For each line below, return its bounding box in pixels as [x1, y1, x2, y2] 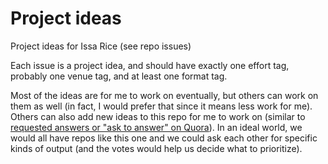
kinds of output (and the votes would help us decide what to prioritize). [10, 142, 303, 154]
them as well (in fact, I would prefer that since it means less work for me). [10, 100, 313, 112]
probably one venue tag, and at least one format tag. [10, 70, 228, 82]
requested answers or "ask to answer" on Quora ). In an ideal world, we [10, 121, 303, 133]
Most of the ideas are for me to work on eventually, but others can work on [10, 89, 319, 101]
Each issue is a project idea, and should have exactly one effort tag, [10, 59, 290, 71]
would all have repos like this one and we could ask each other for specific [10, 132, 318, 144]
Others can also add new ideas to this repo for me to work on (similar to [10, 110, 306, 122]
